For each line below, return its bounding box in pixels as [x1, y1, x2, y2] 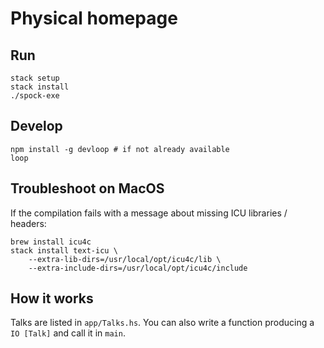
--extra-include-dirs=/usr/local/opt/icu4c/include [28, 263, 248, 273]
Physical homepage [10, 7, 178, 30]
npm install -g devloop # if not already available [10, 144, 230, 154]
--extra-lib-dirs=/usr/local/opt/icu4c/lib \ [28, 254, 222, 264]
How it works [10, 290, 94, 307]
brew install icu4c [10, 237, 92, 247]
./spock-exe [10, 91, 60, 101]
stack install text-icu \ [10, 245, 118, 256]
